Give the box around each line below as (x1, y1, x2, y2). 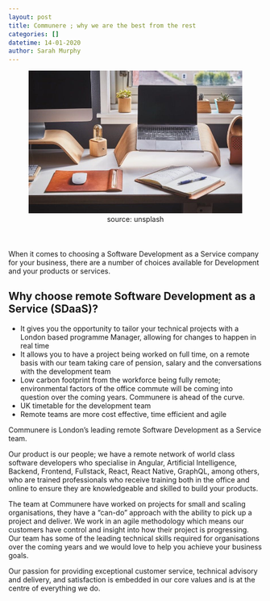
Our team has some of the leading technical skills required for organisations (8, 533, 260, 543)
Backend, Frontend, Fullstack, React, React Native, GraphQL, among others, (8, 466, 260, 476)
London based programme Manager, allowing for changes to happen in (19, 332, 256, 342)
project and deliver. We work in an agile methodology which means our (8, 516, 244, 526)
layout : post (8, 13, 52, 21)
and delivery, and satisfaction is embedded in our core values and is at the (8, 574, 255, 584)
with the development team (19, 366, 111, 376)
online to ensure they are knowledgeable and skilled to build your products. (8, 483, 259, 493)
